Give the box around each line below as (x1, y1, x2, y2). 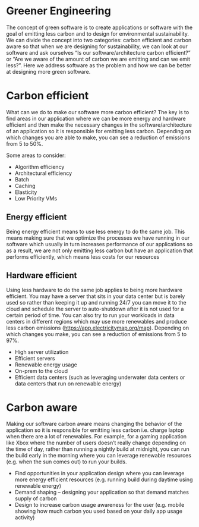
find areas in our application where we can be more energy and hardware (6, 115, 186, 122)
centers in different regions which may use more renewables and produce (6, 318, 187, 325)
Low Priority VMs (14, 195, 58, 202)
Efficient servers (14, 355, 55, 362)
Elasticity (14, 189, 37, 196)
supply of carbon (14, 495, 58, 502)
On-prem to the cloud (14, 367, 68, 374)
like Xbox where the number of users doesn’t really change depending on (6, 439, 186, 447)
